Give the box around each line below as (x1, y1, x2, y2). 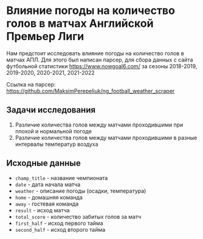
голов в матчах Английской (6, 16, 154, 30)
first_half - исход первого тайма (15, 220, 103, 227)
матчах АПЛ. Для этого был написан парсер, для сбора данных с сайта (6, 56, 193, 63)
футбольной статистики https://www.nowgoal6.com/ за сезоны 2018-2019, (6, 62, 198, 70)
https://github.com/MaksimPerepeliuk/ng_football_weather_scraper (6, 87, 175, 94)
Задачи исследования (6, 105, 96, 116)
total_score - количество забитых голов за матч (15, 213, 142, 220)
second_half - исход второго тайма (15, 226, 106, 233)
